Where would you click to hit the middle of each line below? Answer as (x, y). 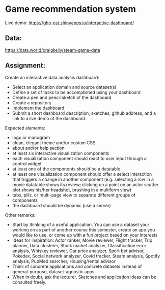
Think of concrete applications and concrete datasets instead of (77, 266)
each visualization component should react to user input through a (79, 158)
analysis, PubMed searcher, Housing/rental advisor (64, 261)
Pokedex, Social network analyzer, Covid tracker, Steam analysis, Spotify (86, 256)
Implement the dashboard (38, 108)
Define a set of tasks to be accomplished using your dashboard (76, 92)
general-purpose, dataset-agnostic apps (53, 271)
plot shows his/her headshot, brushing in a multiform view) (72, 190)
